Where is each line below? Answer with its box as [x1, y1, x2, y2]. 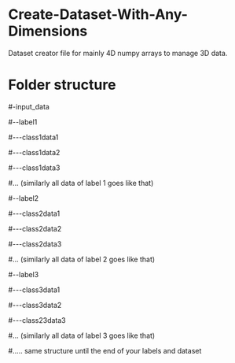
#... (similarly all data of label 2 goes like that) [8, 254, 156, 264]
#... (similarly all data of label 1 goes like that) [8, 178, 154, 187]
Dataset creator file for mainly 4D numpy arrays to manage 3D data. [8, 48, 228, 57]
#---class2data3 [8, 239, 62, 249]
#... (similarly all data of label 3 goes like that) [8, 331, 156, 340]
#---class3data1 [8, 285, 61, 294]
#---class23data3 [8, 315, 66, 324]
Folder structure [8, 76, 116, 94]
